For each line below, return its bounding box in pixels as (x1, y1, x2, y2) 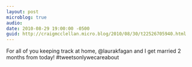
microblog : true (6, 14, 47, 20)
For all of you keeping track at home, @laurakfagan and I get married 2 (6, 47, 181, 54)
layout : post (6, 8, 39, 15)
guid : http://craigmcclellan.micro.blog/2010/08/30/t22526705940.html (6, 31, 187, 37)
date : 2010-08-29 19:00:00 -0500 (6, 25, 90, 32)
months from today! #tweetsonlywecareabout (6, 54, 119, 61)
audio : (6, 20, 23, 26)
